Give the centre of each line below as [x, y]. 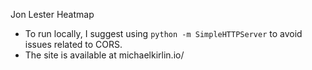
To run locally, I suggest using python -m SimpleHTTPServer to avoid [163, 33]
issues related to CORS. [73, 44]
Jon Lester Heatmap [52, 14]
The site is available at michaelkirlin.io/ [104, 55]
